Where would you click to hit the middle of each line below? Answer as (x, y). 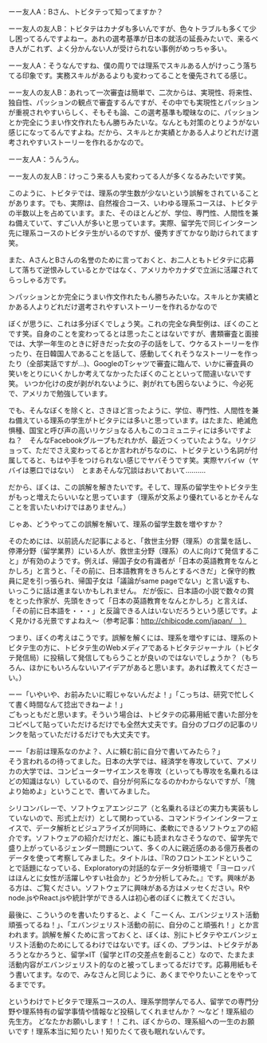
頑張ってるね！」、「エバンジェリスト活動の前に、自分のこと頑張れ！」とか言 (134, 925)
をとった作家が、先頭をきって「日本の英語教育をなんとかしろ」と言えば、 (130, 601)
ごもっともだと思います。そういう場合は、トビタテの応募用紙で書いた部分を (133, 714)
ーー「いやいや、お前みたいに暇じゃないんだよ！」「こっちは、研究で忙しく (132, 695)
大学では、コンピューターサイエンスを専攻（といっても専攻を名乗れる (137, 771)
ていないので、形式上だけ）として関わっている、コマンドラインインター (126, 818)
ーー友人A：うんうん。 (46, 159)
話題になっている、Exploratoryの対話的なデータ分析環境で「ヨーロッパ (138, 868)
